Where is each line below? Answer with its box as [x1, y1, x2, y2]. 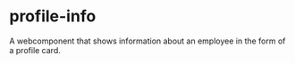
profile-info [9, 6, 97, 27]
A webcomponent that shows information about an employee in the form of [9, 35, 286, 46]
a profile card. [9, 44, 61, 55]
